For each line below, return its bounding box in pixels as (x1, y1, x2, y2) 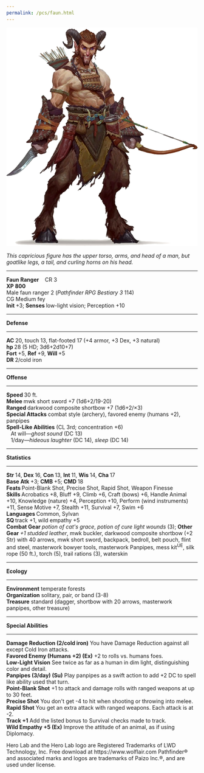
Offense (6, 374, 27, 381)
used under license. (6, 761, 56, 768)
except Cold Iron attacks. (6, 645, 69, 653)
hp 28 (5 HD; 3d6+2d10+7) (6, 344, 74, 351)
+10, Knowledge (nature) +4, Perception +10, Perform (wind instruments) (6, 497, 189, 505)
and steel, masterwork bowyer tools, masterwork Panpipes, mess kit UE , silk (6, 542, 195, 550)
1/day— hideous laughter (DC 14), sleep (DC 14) (10, 437, 129, 444)
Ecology (6, 567, 27, 575)
